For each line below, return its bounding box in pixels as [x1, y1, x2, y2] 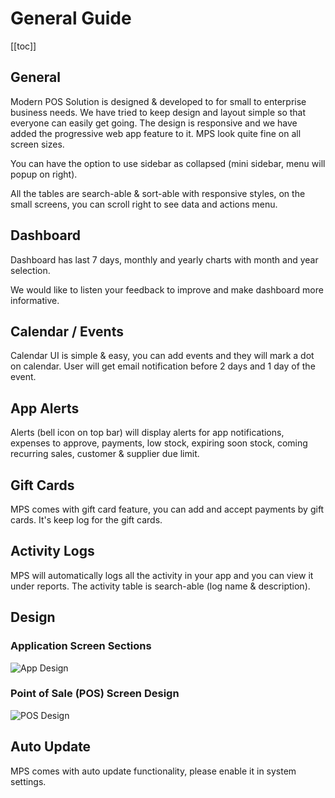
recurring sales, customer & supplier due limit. [10, 448, 200, 460]
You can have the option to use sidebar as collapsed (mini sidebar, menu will [10, 157, 326, 169]
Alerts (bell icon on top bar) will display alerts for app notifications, [10, 427, 285, 439]
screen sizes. [10, 138, 65, 150]
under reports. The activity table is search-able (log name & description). [10, 580, 311, 592]
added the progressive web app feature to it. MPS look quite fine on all [10, 127, 302, 139]
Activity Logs [10, 543, 95, 560]
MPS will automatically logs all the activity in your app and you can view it [10, 569, 314, 581]
